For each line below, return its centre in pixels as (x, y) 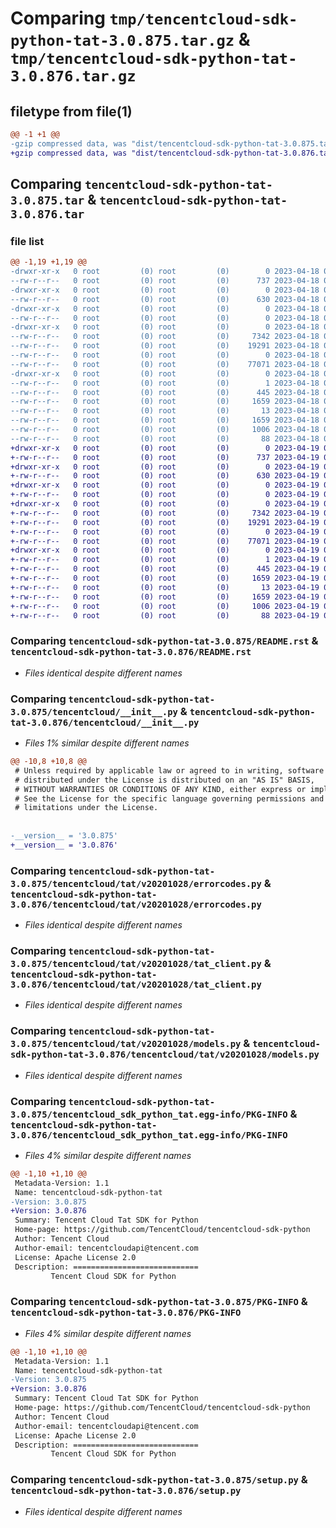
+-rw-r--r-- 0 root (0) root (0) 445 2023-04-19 (165, 569)
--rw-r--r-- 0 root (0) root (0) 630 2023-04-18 (165, 299)
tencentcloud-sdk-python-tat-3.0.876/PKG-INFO (126, 1313)
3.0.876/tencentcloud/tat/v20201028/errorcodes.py (136, 904)
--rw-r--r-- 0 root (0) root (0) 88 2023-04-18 (165, 438)
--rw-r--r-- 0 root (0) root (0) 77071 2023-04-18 (165, 364)
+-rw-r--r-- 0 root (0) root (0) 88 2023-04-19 (165, 615)
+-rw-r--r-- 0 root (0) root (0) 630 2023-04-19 (165, 476)
